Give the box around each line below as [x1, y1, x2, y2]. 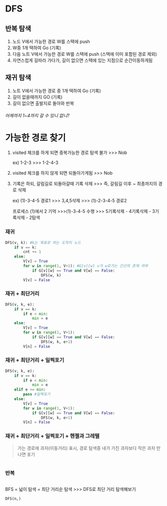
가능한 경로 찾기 [5, 132, 66, 144]
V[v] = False [23, 277, 50, 283]
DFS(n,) [5, 496, 21, 501]
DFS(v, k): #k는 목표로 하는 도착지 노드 [5, 240, 81, 245]
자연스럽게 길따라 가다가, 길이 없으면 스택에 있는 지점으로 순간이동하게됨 [12, 57, 153, 63]
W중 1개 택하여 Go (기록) [12, 45, 61, 51]
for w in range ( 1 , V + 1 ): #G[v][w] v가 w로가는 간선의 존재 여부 [23, 264, 148, 269]
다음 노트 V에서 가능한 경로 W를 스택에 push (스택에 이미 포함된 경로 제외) [12, 51, 157, 57]
